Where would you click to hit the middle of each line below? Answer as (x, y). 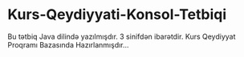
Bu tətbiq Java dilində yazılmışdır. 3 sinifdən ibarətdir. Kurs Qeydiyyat (122, 36)
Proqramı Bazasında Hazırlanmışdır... (68, 44)
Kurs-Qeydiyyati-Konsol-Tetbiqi (117, 15)
